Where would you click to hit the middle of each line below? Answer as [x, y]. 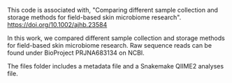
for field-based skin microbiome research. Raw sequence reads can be [109, 45]
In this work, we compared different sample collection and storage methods [116, 38]
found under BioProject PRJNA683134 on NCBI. [76, 53]
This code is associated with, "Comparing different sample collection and [113, 10]
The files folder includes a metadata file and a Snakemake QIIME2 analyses [116, 66]
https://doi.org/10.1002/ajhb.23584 [57, 25]
